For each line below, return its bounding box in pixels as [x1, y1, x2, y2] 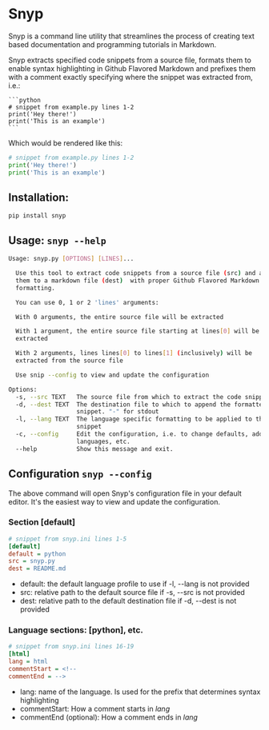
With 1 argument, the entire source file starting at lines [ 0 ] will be [15, 327, 260, 336]
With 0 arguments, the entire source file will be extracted [15, 313, 224, 321]
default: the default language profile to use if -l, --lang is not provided [19, 579, 250, 588]
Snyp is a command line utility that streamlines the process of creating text [8, 31, 255, 41]
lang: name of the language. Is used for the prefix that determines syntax [19, 687, 261, 696]
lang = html [8, 657, 48, 666]
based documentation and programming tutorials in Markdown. [8, 39, 217, 49]
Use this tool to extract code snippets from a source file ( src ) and [15, 269, 256, 277]
